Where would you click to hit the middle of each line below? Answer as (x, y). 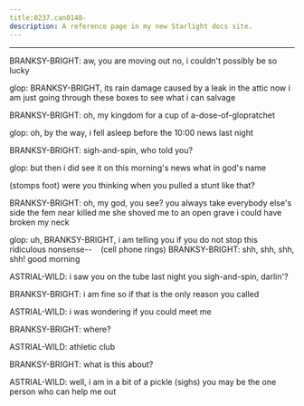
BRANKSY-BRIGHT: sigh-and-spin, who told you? (101, 150)
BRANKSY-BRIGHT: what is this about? (81, 364)
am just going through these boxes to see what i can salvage (123, 97)
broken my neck (39, 222)
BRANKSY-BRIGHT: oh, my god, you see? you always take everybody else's (151, 203)
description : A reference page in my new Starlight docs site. (131, 26)
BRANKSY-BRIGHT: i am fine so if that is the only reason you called (134, 294)
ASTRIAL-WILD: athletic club (62, 346)
